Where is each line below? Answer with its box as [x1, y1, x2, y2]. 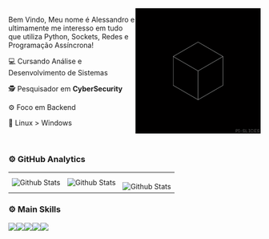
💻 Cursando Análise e [8, 56, 82, 66]
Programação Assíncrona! [8, 40, 94, 50]
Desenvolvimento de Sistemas [8, 68, 108, 77]
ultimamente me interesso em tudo [8, 23, 123, 33]
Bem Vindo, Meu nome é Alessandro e [8, 15, 135, 24]
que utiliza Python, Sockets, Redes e [8, 32, 129, 41]
